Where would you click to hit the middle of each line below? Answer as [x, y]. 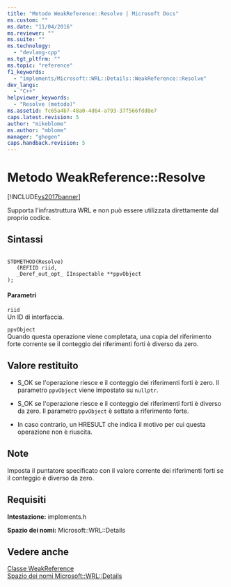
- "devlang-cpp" [37, 53]
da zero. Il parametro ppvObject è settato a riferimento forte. [103, 411]
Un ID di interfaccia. [36, 317]
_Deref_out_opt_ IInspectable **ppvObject [79, 274]
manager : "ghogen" [34, 136]
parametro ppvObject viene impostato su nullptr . [88, 390]
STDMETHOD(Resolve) [35, 262]
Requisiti [27, 500]
